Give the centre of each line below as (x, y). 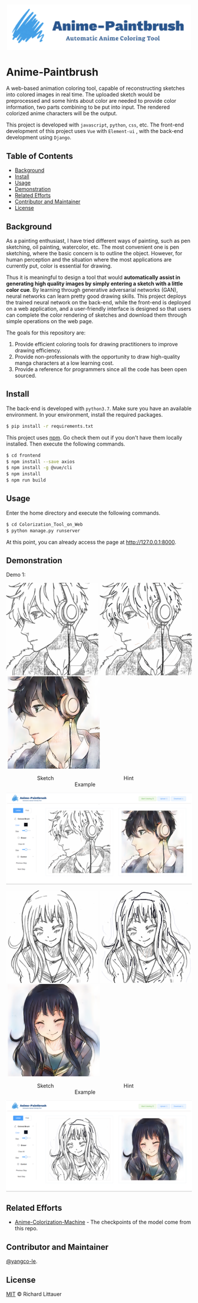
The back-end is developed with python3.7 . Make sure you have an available (99, 408)
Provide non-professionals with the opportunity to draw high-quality (97, 357)
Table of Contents (40, 156)
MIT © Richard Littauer (34, 1294)
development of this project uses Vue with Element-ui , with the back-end (95, 131)
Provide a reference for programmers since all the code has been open (101, 369)
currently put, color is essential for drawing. (59, 266)
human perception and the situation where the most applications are (89, 260)
